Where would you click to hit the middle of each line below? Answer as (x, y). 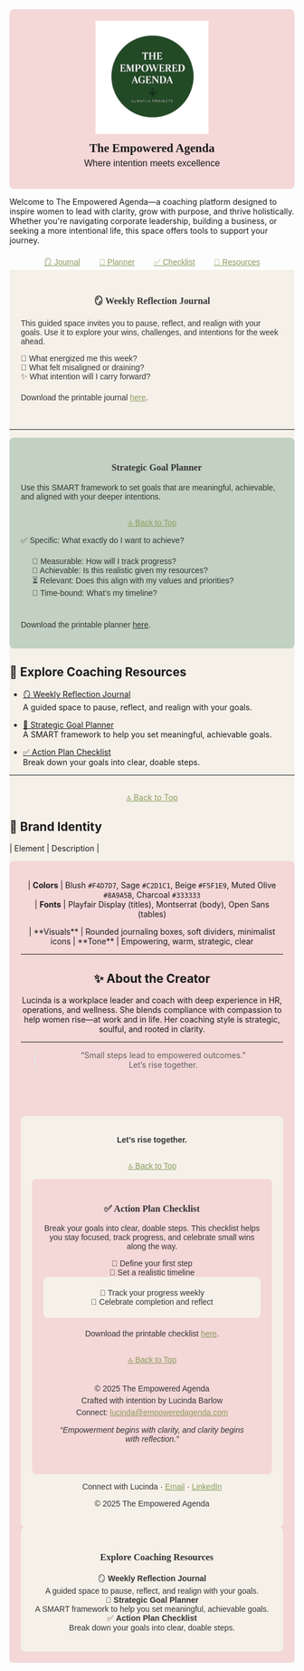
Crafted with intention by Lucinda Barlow (152, 1401)
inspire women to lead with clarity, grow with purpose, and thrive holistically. (152, 211)
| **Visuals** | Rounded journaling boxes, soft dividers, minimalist (152, 932)
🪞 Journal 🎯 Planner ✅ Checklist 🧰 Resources (152, 262)
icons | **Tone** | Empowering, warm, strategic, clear (152, 941)
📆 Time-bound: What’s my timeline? (95, 593)
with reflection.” (152, 1439)
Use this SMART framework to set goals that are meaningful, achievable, (148, 487)
